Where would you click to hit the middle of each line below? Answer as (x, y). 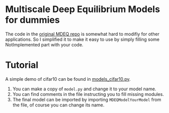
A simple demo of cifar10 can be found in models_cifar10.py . (68, 79)
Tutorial (22, 65)
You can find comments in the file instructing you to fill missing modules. (88, 94)
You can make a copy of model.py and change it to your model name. (84, 89)
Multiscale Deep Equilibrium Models (83, 9)
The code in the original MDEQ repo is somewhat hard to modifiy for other (82, 34)
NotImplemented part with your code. (44, 44)
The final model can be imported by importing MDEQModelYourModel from (87, 99)
